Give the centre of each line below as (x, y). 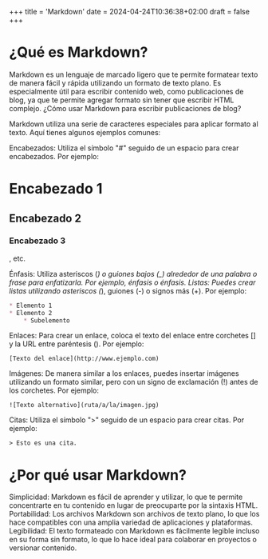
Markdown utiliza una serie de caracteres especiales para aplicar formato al (134, 124)
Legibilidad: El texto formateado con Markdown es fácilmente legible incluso (134, 531)
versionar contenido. (43, 548)
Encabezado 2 (45, 218)
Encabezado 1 (56, 189)
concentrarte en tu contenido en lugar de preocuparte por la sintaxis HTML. (134, 505)
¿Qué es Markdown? (79, 52)
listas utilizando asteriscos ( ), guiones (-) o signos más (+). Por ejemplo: (128, 290)
